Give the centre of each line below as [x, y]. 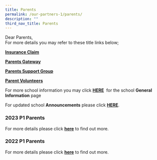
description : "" [22, 19]
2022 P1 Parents [25, 141]
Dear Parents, [19, 37]
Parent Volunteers [24, 81]
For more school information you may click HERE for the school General [79, 90]
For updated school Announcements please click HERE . [62, 105]
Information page [23, 96]
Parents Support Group [29, 71]
